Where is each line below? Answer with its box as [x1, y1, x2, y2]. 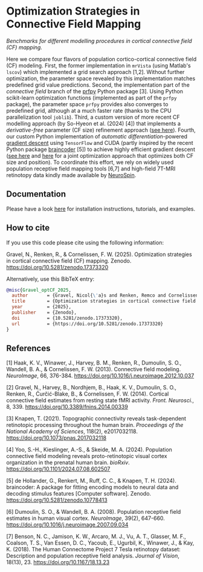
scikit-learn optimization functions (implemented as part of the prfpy [6, 94, 177, 101]
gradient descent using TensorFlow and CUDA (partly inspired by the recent [6, 139, 193, 146]
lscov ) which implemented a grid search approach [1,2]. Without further [6, 68, 185, 75]
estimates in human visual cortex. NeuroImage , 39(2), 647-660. [6, 514, 165, 522]
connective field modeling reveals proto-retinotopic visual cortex [6, 453, 167, 460]
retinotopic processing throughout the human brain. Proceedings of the [6, 422, 184, 429]
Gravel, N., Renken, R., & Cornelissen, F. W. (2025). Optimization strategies [6, 251, 192, 258]
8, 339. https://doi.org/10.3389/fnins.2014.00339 [6, 403, 128, 411]
